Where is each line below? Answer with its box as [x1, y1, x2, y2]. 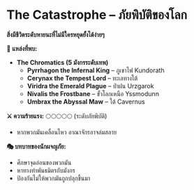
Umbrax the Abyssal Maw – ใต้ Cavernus [27, 97, 145, 106]
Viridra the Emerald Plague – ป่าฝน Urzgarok [27, 81, 154, 90]
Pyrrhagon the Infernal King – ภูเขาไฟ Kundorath [27, 66, 165, 74]
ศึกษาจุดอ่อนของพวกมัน [16, 158, 72, 166]
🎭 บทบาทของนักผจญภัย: [6, 142, 66, 150]
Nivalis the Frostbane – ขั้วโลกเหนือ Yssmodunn [27, 89, 160, 97]
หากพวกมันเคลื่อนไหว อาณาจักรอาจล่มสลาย [16, 127, 117, 136]
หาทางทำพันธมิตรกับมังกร [16, 166, 75, 174]
